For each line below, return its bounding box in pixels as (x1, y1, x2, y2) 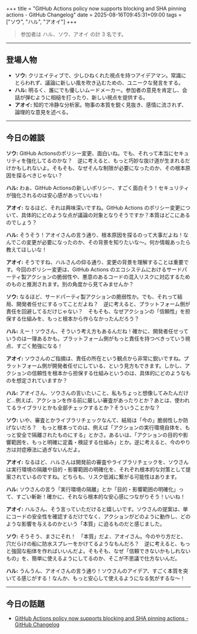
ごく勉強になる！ (21, 342, 63, 349)
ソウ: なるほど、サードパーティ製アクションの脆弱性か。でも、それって (6, 293, 178, 300)
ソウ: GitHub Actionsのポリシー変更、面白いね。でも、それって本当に (6, 149, 174, 156)
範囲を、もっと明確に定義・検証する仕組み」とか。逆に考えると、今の (11, 438, 181, 446)
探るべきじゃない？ (16, 172, 63, 179)
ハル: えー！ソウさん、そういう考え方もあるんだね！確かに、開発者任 (6, 328, 174, 335)
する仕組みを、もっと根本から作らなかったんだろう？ (11, 315, 140, 322)
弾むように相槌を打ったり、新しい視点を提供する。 (25, 94, 148, 101)
